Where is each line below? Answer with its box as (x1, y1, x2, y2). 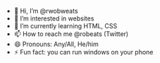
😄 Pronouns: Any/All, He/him (13, 40, 99, 48)
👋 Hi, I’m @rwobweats (13, 7, 79, 15)
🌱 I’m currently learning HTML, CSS (13, 22, 118, 30)
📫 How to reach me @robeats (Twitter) (13, 30, 129, 38)
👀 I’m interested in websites (13, 14, 94, 23)
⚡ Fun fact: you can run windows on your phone (13, 48, 154, 56)
